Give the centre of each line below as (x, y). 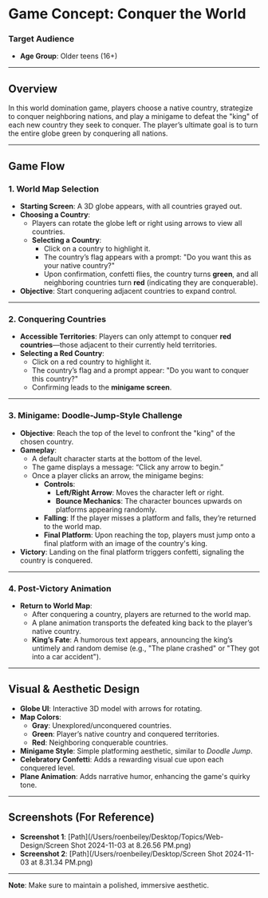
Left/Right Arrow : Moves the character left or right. (140, 493)
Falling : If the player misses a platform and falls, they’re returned (150, 518)
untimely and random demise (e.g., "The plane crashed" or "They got (146, 648)
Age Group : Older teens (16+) (69, 56)
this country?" (55, 379)
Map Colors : (41, 717)
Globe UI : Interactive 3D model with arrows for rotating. (111, 708)
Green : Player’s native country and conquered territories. (125, 734)
